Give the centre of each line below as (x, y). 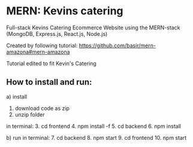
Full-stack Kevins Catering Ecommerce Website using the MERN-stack (93, 27)
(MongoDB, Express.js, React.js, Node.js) (57, 33)
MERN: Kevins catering (65, 11)
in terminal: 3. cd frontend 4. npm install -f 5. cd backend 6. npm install (94, 126)
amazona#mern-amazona (38, 51)
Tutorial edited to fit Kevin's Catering (52, 63)
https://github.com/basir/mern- (117, 45)
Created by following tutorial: (42, 45)
